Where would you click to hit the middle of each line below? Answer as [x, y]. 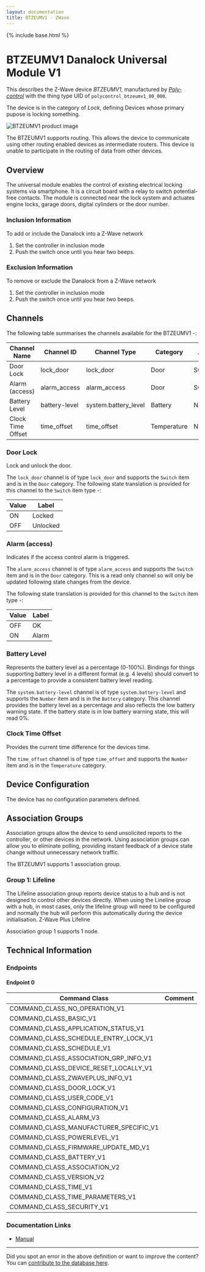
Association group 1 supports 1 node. [53, 931]
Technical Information [49, 951]
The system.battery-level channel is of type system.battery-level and [96, 692]
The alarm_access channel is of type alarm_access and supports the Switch [100, 569]
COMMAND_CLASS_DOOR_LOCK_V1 [63, 1088]
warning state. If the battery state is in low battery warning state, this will [98, 711]
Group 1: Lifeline [31, 880]
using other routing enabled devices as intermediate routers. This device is [100, 145]
